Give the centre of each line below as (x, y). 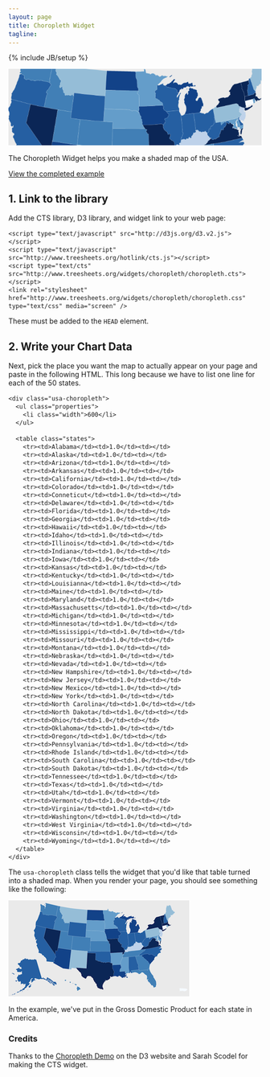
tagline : (23, 34)
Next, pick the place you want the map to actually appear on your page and (133, 366)
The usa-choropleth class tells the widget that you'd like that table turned (129, 872)
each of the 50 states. (45, 383)
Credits (23, 1039)
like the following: (37, 890)
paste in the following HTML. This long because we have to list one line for (132, 375)
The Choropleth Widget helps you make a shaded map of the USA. (119, 158)
